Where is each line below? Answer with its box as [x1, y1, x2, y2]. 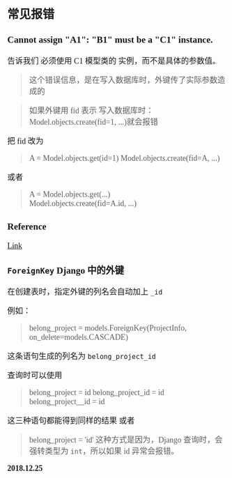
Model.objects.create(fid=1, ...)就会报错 [29, 117, 159, 127]
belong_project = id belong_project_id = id [29, 388, 165, 398]
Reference [7, 221, 47, 232]
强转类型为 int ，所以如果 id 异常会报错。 [29, 447, 179, 456]
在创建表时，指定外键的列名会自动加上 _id [7, 287, 163, 297]
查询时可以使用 [7, 371, 63, 380]
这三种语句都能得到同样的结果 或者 [7, 416, 135, 426]
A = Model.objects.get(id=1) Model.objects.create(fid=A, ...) [29, 153, 220, 163]
